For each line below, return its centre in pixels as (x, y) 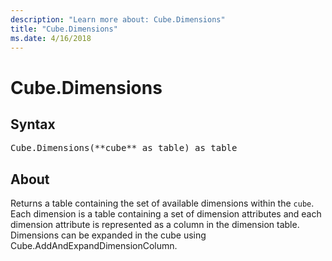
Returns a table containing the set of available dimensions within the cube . (162, 203)
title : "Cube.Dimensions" (64, 29)
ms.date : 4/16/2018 (51, 38)
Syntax (33, 124)
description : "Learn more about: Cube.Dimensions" (118, 19)
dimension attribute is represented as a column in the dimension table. (155, 225)
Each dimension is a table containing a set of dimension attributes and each (166, 214)
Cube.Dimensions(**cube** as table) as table (124, 148)
